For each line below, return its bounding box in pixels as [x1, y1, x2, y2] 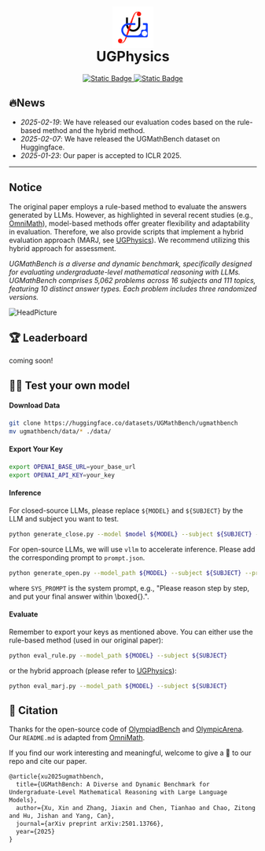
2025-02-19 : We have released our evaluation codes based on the [20, 117, 236, 127]
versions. [9, 292, 39, 301]
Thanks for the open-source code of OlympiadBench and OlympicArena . [9, 724, 245, 734]
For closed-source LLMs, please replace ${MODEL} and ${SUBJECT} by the [9, 506, 243, 515]
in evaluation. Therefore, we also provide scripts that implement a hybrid [9, 227, 244, 236]
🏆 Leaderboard [9, 331, 88, 344]
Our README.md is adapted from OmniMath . [9, 733, 145, 742]
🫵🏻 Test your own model [9, 378, 131, 392]
